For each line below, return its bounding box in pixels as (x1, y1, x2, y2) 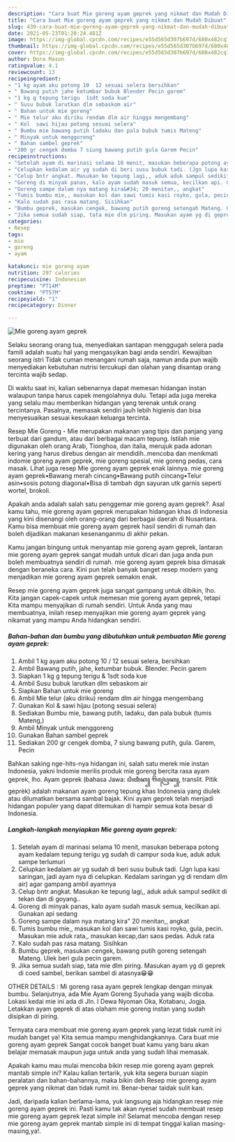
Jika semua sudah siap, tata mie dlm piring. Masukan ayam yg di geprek (17, 961, 226, 970)
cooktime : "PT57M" (8, 289, 61, 296)
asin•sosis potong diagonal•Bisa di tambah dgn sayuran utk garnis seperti (8, 479, 222, 487)
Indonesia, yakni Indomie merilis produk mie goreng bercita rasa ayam (8, 767, 210, 776)
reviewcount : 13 (8, 68, 55, 75)
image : (8, 36, 27, 43)
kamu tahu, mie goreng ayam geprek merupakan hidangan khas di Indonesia (8, 507, 228, 516)
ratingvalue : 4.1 (8, 62, 59, 69)
